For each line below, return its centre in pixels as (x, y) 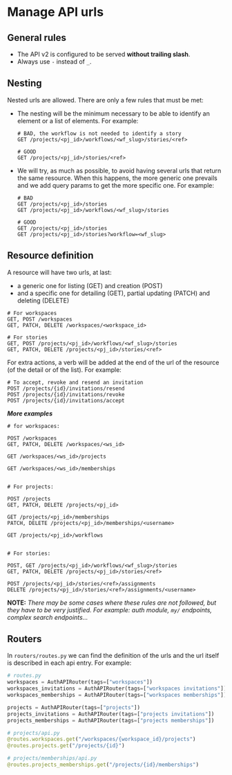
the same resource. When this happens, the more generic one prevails (117, 178)
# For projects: (30, 487)
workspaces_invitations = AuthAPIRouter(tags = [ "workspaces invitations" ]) (117, 689)
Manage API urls (56, 12)
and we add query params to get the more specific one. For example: (115, 185)
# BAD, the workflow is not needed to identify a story (99, 133)
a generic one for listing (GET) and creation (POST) (90, 285)
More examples (30, 413)
